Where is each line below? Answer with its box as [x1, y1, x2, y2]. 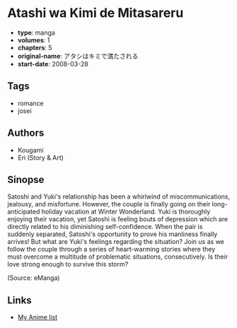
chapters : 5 [17, 43, 52, 52]
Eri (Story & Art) [17, 153, 64, 162]
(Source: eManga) [7, 274, 60, 282]
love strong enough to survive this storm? [7, 260, 129, 269]
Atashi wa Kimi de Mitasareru [7, 5, 184, 21]
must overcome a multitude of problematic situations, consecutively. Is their [7, 252, 229, 261]
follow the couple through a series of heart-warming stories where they [7, 245, 216, 254]
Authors [7, 127, 45, 139]
